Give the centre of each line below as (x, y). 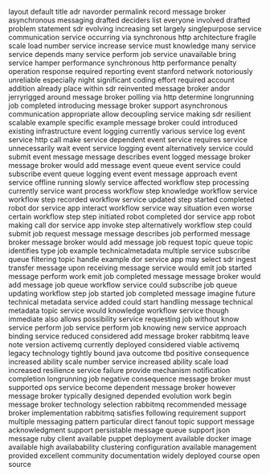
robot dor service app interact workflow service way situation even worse (130, 208)
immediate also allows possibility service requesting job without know (124, 319)
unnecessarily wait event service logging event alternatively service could (131, 148)
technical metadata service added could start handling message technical (131, 302)
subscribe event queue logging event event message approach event (123, 174)
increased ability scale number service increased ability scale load (119, 362)
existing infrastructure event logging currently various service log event (127, 131)
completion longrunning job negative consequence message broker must (129, 379)
